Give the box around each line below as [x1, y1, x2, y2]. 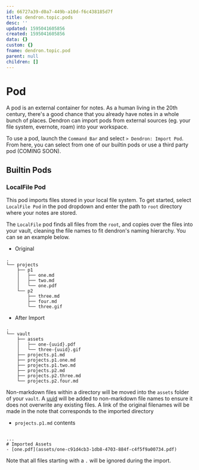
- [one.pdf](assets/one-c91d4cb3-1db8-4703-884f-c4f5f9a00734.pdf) [6, 447, 178, 453]
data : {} [6, 36, 28, 42]
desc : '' [6, 20, 28, 26]
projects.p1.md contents [14, 419, 76, 426]
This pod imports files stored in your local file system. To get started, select [6, 197, 192, 204]
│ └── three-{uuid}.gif [17, 347, 82, 353]
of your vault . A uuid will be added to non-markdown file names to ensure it [6, 395, 193, 402]
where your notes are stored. [6, 209, 77, 216]
